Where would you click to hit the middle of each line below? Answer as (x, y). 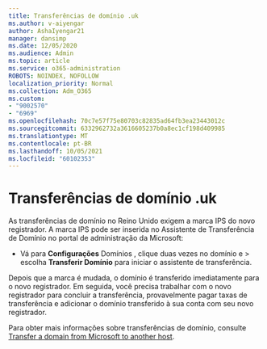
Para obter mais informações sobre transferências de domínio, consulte (127, 328)
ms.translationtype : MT (48, 136)
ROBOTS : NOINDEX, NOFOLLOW (54, 76)
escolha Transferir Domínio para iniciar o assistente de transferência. (136, 263)
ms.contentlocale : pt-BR (50, 143)
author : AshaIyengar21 (46, 31)
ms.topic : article (39, 61)
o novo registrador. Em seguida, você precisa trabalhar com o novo (120, 287)
